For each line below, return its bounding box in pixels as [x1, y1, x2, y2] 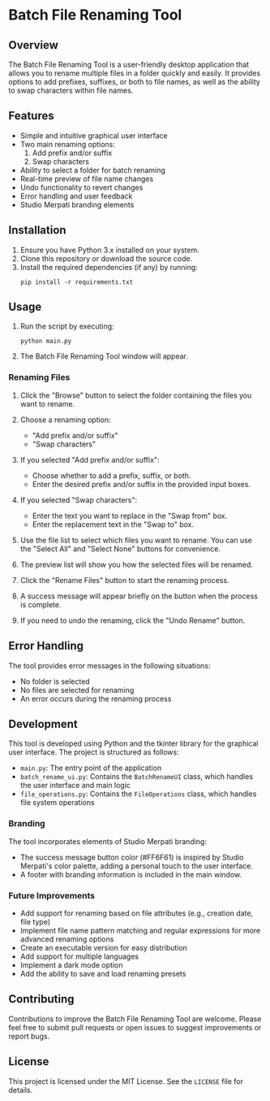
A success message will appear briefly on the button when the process [19, 591, 258, 601]
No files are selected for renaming [19, 685, 135, 694]
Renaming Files [8, 372, 71, 383]
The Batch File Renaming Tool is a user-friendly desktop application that [8, 59, 250, 69]
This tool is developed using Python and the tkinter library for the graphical [8, 738, 259, 749]
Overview [8, 38, 59, 52]
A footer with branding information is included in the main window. [19, 869, 242, 879]
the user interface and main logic [19, 781, 131, 790]
